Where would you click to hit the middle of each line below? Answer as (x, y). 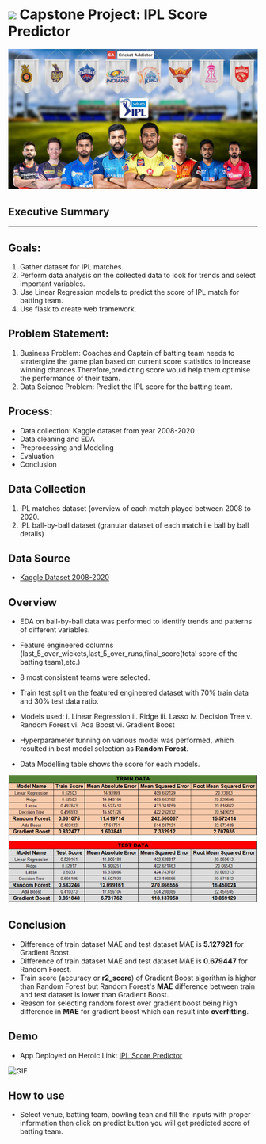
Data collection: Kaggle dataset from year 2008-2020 (107, 430)
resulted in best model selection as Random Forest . (104, 749)
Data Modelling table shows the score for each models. (110, 764)
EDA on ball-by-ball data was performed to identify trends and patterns (136, 622)
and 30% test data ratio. (59, 701)
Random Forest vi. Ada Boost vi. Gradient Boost (97, 725)
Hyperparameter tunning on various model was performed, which (127, 740)
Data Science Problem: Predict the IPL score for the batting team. (126, 387)
